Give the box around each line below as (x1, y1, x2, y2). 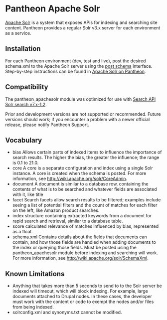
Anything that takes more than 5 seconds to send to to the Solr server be (12, 283, 162, 289)
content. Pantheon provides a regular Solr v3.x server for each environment (5, 24, 161, 30)
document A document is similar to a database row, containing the (12, 181, 149, 187)
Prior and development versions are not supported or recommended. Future (5, 111, 161, 117)
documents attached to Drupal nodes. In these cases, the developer (12, 294, 152, 300)
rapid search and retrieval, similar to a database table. (12, 218, 123, 224)
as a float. (12, 229, 33, 235)
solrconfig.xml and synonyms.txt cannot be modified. (12, 310, 122, 316)
